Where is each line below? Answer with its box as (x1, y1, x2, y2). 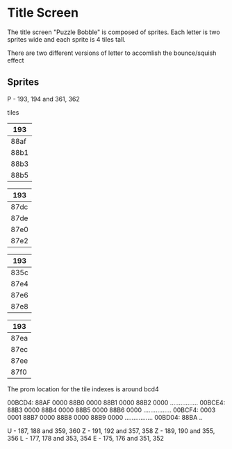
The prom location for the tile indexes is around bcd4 (7, 384, 159, 393)
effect (7, 56, 24, 64)
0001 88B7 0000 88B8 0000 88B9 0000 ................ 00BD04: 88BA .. (7, 413, 203, 421)
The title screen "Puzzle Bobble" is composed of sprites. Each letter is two (7, 28, 220, 36)
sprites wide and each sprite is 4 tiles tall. (7, 35, 126, 43)
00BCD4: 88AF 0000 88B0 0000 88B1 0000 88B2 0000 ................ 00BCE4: (7, 398, 226, 407)
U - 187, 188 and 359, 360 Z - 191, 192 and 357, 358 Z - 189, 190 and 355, (7, 426, 215, 435)
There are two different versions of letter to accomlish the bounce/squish (7, 49, 217, 57)
